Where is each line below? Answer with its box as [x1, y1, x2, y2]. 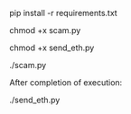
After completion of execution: [9, 77, 123, 88]
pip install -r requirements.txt [9, 8, 117, 18]
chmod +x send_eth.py [9, 42, 95, 53]
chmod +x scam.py [9, 25, 81, 35]
